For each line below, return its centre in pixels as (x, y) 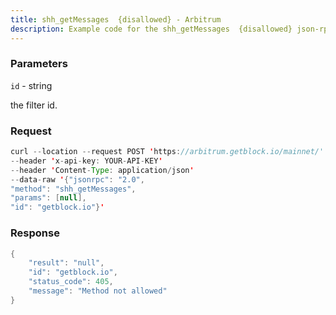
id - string (31, 85)
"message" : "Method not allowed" (98, 291)
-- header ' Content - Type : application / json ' (102, 170)
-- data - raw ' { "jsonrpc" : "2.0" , (77, 179)
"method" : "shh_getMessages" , (73, 189)
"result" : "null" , (66, 263)
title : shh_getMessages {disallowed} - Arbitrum (116, 19)
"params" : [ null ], (48, 198)
